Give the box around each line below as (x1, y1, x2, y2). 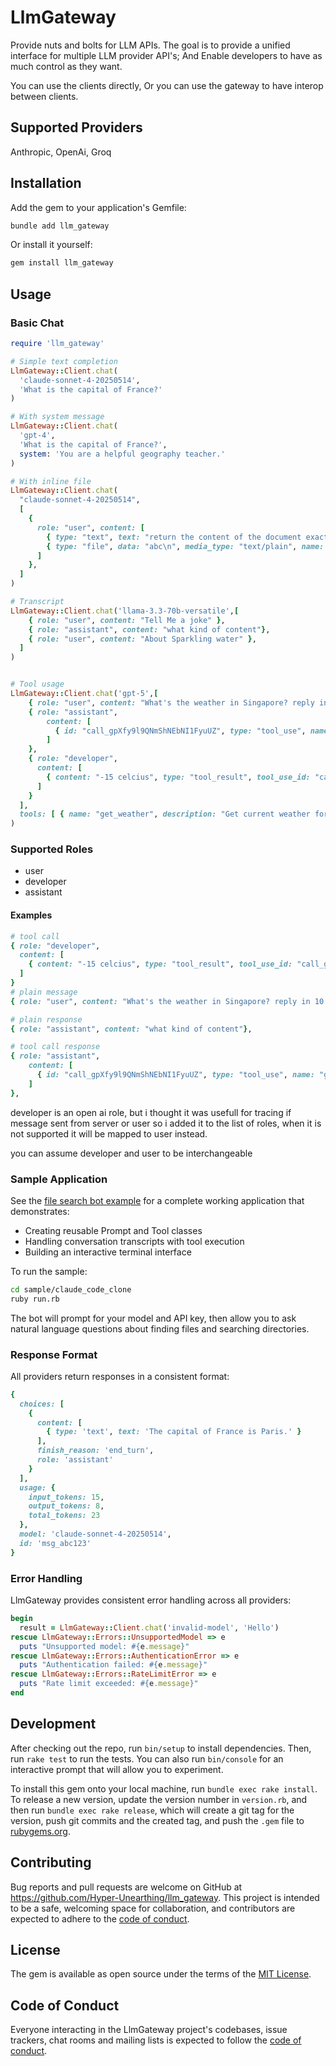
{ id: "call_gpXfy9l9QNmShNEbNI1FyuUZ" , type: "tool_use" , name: (36, 1070, 315, 1080)
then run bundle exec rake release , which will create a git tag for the (10, 1804, 295, 1816)
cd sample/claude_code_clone (10, 1284, 132, 1295)
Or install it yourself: (10, 239, 93, 251)
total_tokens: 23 (28, 1511, 101, 1521)
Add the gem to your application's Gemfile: (10, 201, 187, 213)
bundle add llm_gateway (10, 221, 110, 231)
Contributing (10, 1854, 92, 1871)
